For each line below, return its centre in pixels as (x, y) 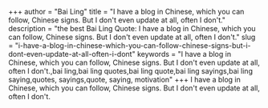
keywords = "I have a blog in (184, 54)
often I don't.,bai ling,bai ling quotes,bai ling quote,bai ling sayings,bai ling (130, 71)
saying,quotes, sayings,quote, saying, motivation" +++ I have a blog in (124, 80)
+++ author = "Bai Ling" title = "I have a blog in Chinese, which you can (126, 12)
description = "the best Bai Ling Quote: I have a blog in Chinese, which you (132, 28)
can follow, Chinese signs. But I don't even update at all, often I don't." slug (132, 37)
